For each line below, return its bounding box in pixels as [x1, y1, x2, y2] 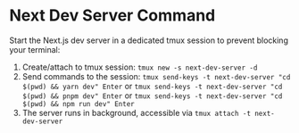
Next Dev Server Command [9, 5, 216, 26]
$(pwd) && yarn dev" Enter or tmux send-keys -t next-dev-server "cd [21, 80, 283, 91]
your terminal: [9, 44, 61, 54]
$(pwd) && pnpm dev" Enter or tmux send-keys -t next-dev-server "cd [21, 90, 283, 101]
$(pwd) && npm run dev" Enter [21, 99, 136, 108]
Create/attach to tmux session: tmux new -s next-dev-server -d [21, 62, 258, 72]
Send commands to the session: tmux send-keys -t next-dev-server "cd [21, 71, 291, 81]
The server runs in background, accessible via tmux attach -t [21, 107, 252, 118]
